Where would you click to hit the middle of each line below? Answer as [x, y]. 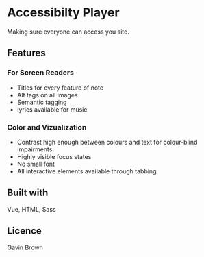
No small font [36, 164]
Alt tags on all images [47, 95]
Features [26, 53]
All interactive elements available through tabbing [87, 171]
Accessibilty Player [63, 13]
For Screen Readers [40, 73]
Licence [25, 231]
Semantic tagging [42, 102]
